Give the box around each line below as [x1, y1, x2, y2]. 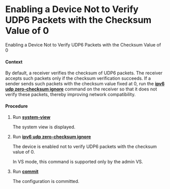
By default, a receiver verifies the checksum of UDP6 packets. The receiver [5, 70, 163, 76]
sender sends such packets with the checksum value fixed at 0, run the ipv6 [5, 81, 165, 87]
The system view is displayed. [12, 124, 76, 130]
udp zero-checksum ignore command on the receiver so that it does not [5, 86, 157, 92]
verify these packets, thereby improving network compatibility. [5, 91, 136, 98]
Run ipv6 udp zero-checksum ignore [12, 134, 91, 140]
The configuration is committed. [12, 178, 79, 184]
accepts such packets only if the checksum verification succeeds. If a [5, 75, 151, 81]
